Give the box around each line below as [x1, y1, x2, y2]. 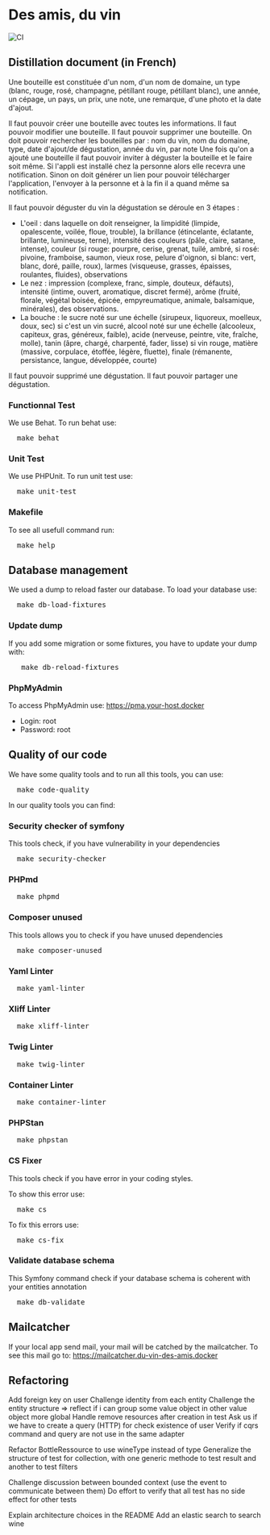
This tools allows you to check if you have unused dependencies [8, 930, 223, 940]
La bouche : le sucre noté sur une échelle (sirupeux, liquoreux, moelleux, [19, 312, 262, 322]
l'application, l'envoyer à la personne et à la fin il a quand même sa [8, 178, 230, 188]
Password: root [19, 725, 71, 734]
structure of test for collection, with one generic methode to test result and [8, 1454, 256, 1463]
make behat [16, 434, 60, 443]
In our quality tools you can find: [8, 800, 115, 809]
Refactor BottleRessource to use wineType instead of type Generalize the [8, 1445, 251, 1454]
